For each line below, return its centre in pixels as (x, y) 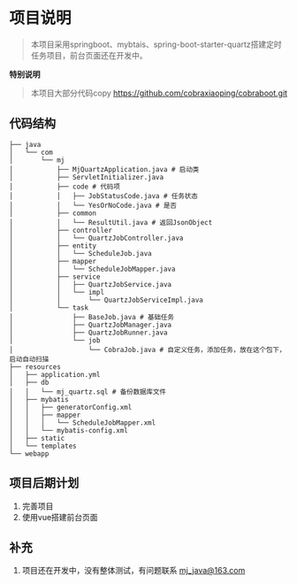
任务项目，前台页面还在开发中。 (89, 55)
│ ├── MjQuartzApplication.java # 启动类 (104, 169)
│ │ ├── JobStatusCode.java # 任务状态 (104, 196)
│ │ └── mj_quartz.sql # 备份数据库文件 (88, 392)
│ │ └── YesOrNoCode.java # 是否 (93, 205)
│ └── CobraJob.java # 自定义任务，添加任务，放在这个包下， (148, 350)
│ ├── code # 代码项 (65, 187)
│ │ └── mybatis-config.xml (69, 430)
